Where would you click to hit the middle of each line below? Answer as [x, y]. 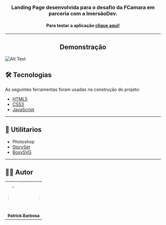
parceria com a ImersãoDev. [83, 13]
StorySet [21, 147]
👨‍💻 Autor [19, 172]
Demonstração [83, 47]
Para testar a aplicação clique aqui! [83, 25]
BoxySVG [22, 152]
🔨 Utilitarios [23, 130]
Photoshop [23, 141]
